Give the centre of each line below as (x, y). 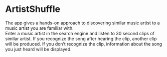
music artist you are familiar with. (39, 28)
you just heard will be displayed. (38, 49)
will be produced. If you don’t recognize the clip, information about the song (84, 44)
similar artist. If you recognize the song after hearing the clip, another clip (81, 39)
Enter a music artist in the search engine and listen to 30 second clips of (80, 33)
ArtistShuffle (33, 9)
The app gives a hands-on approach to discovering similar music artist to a (82, 23)
